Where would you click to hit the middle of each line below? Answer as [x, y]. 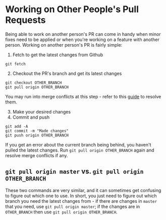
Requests [25, 20]
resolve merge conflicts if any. [37, 155]
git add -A [17, 126]
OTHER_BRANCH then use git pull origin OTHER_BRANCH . [61, 212]
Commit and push [31, 117]
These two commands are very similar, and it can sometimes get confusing [83, 190]
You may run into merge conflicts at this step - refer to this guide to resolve [83, 96]
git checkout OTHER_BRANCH [34, 83]
